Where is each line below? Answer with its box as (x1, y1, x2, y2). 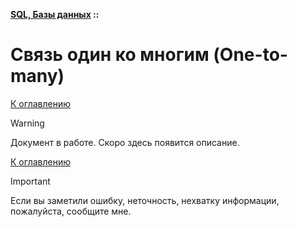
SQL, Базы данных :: (10, 9, 100, 20)
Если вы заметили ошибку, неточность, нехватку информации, (10, 194, 280, 206)
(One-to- (213, 44, 288, 66)
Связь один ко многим (10, 44, 210, 66)
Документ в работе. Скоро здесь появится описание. (10, 136, 240, 148)
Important (10, 175, 51, 187)
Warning (10, 117, 45, 129)
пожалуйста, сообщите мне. (10, 205, 132, 217)
